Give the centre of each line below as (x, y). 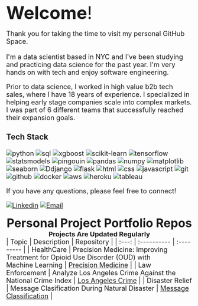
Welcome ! (49, 13)
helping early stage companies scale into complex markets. (99, 102)
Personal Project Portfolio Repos (99, 223)
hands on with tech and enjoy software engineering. (87, 73)
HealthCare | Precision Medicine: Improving (100, 249)
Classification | (30, 296)
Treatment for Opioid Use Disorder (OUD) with (78, 257)
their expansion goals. (41, 118)
